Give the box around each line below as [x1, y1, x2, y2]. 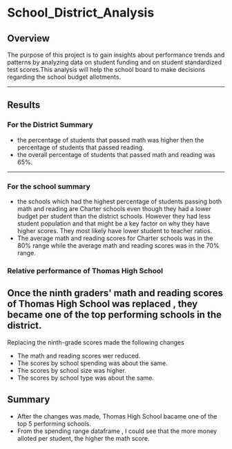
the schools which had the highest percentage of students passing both [17, 197, 222, 205]
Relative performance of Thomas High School [7, 266, 164, 275]
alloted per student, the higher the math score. [17, 434, 150, 442]
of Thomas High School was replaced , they [7, 298, 198, 310]
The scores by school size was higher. [17, 366, 126, 374]
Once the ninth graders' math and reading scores [7, 287, 223, 299]
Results [7, 99, 41, 111]
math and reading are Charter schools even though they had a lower [17, 204, 212, 212]
